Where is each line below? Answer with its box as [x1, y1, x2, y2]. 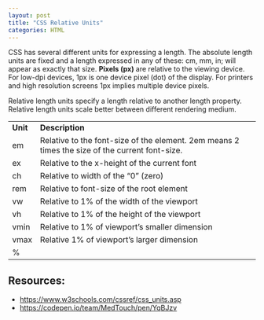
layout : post [8, 11, 51, 20]
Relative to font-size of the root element [39, 183, 189, 194]
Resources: [8, 274, 65, 287]
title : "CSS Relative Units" [8, 19, 104, 27]
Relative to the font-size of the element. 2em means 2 [39, 135, 240, 146]
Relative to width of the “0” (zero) [39, 171, 164, 182]
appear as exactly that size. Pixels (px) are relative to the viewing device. [8, 64, 245, 74]
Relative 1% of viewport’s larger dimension [39, 234, 199, 245]
